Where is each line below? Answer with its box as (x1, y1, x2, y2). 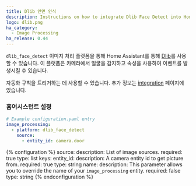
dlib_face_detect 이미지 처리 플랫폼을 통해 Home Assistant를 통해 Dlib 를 (6, 52, 176, 59)
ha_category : (6, 24, 38, 31)
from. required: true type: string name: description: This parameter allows (6, 161, 183, 168)
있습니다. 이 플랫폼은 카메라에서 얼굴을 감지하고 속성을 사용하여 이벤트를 (18, 59, 182, 66)
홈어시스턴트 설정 (6, 103, 52, 111)
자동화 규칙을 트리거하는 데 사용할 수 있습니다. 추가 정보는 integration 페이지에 (6, 79, 184, 86)
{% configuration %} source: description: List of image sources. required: (6, 148, 183, 155)
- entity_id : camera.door (21, 138, 85, 143)
